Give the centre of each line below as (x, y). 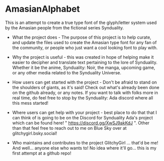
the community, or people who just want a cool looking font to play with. (85, 47)
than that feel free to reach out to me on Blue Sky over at (69, 128)
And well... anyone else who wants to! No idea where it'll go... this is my (84, 148)
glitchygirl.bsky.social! (35, 133)
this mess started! (30, 103)
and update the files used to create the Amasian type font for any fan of (84, 42)
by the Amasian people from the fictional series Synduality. (64, 27)
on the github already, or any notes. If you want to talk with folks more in (85, 92)
